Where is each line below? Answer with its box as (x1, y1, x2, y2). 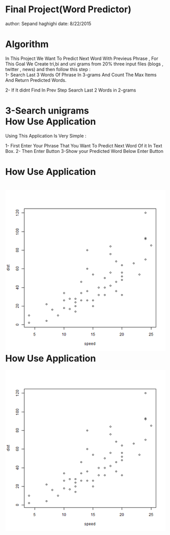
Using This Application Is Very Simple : (5, 132, 87, 139)
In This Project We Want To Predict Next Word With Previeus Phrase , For (5, 55, 159, 61)
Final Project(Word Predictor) (5, 4, 131, 15)
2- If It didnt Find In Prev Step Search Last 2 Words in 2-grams (5, 87, 136, 93)
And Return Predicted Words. (5, 77, 67, 83)
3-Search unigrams (5, 105, 89, 117)
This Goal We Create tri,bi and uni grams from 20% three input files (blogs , (5, 60, 164, 67)
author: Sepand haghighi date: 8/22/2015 (5, 20, 92, 27)
